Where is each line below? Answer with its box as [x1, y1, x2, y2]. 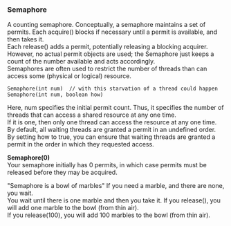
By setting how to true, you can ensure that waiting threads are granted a [7, 133, 216, 141]
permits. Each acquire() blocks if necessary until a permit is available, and [7, 28, 218, 36]
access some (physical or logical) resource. [7, 72, 131, 80]
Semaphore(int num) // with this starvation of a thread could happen [7, 85, 218, 93]
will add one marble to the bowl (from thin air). [7, 204, 140, 212]
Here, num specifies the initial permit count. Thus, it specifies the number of [7, 104, 224, 112]
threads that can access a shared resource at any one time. [7, 111, 176, 119]
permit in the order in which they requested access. [7, 140, 154, 149]
